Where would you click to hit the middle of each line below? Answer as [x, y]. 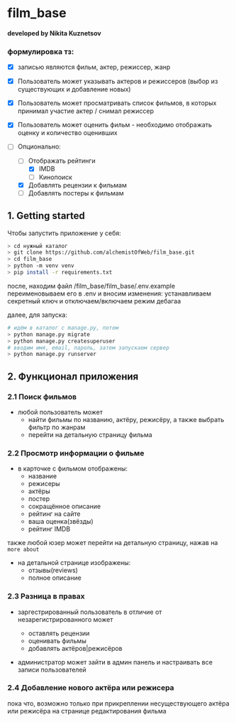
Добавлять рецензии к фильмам [78, 185]
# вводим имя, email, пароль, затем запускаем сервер [89, 347]
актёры [39, 491]
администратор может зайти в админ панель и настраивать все [115, 662]
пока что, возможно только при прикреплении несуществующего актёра [118, 703]
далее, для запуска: [38, 315]
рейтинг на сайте [54, 514]
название [43, 476]
